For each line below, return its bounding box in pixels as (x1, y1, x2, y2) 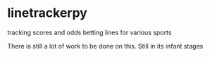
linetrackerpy (7, 5, 88, 21)
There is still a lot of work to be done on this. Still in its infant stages (7, 42, 204, 50)
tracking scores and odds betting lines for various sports (7, 28, 172, 37)
